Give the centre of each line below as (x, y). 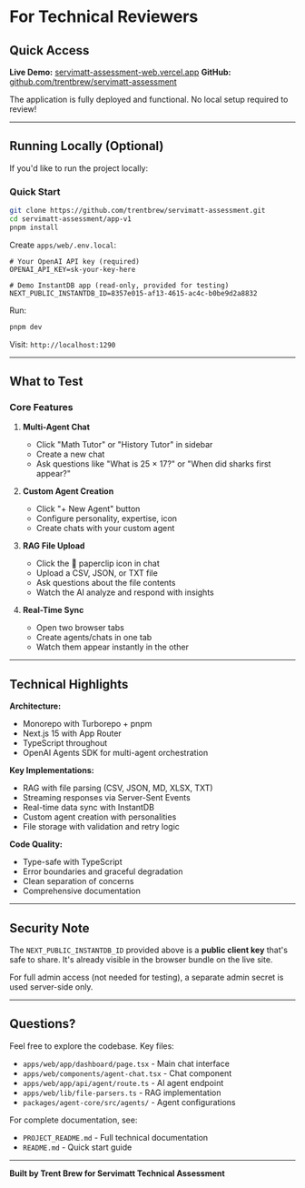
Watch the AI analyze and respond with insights (125, 592)
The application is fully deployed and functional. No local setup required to (149, 99)
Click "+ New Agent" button (88, 509)
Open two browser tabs (80, 628)
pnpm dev (26, 327)
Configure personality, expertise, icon (107, 518)
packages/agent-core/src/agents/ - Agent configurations (129, 1102)
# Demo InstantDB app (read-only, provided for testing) (119, 285)
